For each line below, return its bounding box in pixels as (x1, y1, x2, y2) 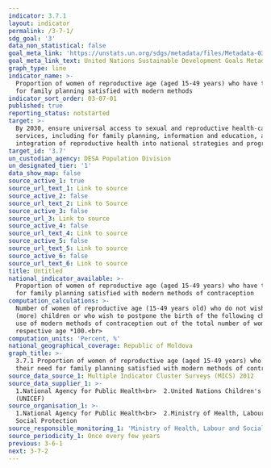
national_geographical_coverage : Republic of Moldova (8, 342, 194, 350)
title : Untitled (8, 267, 63, 275)
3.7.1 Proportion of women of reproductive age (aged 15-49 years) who (15, 357, 262, 366)
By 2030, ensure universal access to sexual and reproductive (15, 124, 229, 132)
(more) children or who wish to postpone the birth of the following (15, 311, 254, 320)
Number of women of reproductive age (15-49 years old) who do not (15, 304, 248, 312)
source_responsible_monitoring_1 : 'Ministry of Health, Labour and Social (8, 424, 265, 432)
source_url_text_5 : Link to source (8, 244, 128, 253)
